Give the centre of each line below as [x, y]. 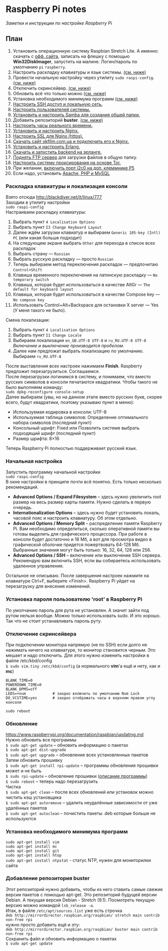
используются [21, 819]
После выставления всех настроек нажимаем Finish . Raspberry [74, 366]
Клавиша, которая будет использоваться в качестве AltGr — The [82, 285]
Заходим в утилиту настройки [38, 202]
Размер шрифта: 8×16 [36, 438]
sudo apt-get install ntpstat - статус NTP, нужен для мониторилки [79, 860]
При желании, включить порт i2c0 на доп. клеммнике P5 [74, 168]
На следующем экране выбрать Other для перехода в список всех [84, 243]
